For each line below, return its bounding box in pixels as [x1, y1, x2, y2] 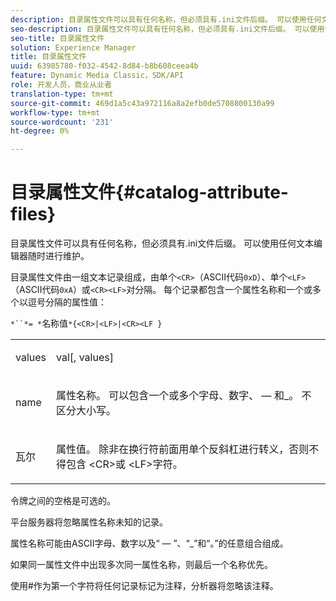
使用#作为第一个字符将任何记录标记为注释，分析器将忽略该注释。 [10, 580, 279, 592]
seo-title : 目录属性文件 [10, 33, 105, 43]
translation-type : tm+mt [10, 89, 114, 99]
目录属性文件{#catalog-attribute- [10, 181, 289, 204]
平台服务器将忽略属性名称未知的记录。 [10, 516, 168, 528]
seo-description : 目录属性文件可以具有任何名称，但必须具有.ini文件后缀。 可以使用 [10, 24, 325, 34]
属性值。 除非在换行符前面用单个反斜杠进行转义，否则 [56, 442, 310, 456]
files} [10, 203, 57, 226]
